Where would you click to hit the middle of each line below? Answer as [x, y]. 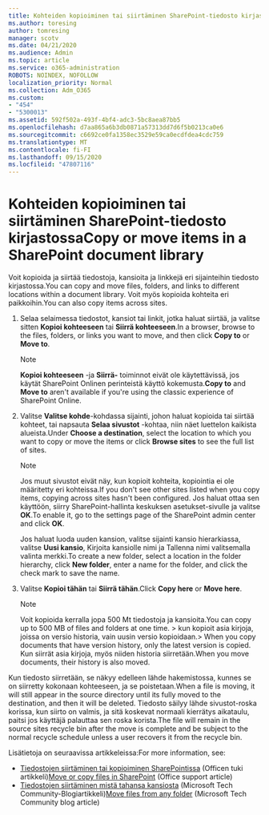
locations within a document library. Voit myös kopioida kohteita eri [119, 295]
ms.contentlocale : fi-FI [50, 150]
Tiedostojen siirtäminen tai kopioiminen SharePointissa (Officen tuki [131, 769]
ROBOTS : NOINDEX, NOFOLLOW [53, 75]
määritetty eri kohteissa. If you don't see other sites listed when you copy [140, 490]
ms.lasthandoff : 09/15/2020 [55, 157]
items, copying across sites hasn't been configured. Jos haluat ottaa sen [140, 498]
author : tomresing [39, 30]
